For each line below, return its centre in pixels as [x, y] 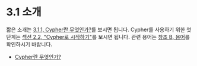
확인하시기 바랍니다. [29, 44]
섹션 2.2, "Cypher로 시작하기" [57, 37]
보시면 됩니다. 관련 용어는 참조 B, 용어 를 [144, 37]
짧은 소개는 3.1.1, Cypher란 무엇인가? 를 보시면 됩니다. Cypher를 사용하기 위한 [96, 29]
